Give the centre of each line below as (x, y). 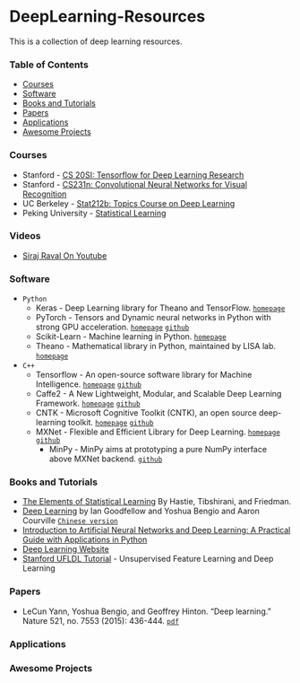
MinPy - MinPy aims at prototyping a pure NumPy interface (158, 450)
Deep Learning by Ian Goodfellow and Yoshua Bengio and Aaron (141, 511)
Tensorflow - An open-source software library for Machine (144, 375)
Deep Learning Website (65, 549)
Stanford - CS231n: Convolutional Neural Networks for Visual (135, 184)
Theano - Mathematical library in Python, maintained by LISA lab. (155, 346)
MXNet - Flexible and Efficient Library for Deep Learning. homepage (158, 432)
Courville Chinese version (70, 521)
